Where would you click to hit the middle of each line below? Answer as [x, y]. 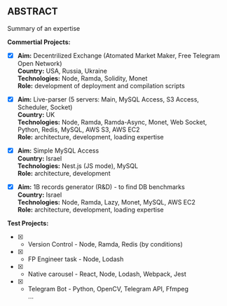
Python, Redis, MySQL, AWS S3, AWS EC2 [78, 130]
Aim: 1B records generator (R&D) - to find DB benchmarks [101, 187]
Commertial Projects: [39, 42]
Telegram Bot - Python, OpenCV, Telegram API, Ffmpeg [108, 289]
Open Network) [40, 63]
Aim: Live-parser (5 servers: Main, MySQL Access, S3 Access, [108, 99]
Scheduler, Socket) [45, 107]
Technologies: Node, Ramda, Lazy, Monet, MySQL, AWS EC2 [106, 202]
